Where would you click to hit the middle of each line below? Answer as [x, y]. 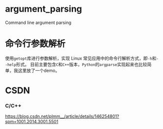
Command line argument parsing [38, 22]
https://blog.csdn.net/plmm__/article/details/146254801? [62, 116]
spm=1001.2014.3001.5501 [32, 122]
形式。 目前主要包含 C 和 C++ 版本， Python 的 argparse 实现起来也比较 [81, 64]
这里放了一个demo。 [39, 70]
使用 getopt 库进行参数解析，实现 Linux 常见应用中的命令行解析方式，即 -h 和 [81, 58]
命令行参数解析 [35, 44]
